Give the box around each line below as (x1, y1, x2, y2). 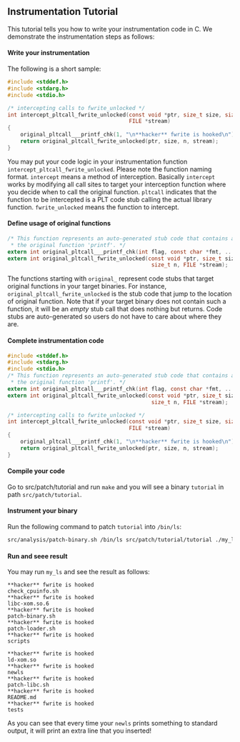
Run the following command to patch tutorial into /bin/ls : (7, 523, 182, 531)
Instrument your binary (7, 506, 78, 515)
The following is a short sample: (7, 64, 101, 74)
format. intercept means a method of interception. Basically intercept (7, 172, 216, 181)
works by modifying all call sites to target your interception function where (7, 180, 226, 189)
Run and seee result (7, 551, 68, 560)
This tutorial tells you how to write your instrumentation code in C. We (7, 24, 213, 33)
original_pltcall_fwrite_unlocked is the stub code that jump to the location (7, 289, 232, 299)
